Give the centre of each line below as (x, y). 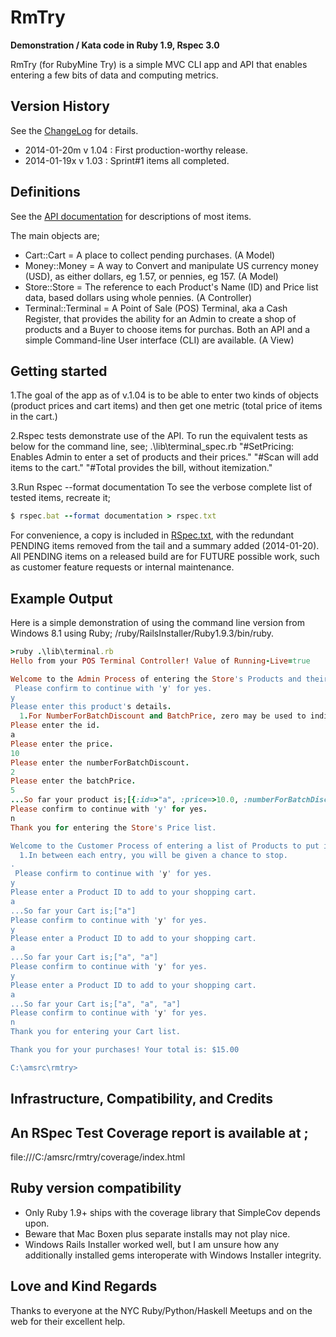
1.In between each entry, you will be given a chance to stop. (153, 855)
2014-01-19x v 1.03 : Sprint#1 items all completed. (127, 160)
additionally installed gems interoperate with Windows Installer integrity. (173, 1255)
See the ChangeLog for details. (74, 130)
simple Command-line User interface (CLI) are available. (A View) (159, 340)
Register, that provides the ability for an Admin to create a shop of (160, 318)
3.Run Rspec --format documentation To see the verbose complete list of (161, 487)
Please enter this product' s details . (91, 707)
